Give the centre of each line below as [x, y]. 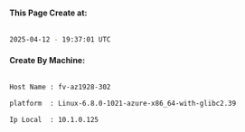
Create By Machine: [47, 60]
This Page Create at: [48, 13]
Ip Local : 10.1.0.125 [54, 120]
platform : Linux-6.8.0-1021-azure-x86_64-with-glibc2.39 [123, 104]
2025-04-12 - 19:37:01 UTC [60, 40]
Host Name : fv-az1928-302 [60, 87]
